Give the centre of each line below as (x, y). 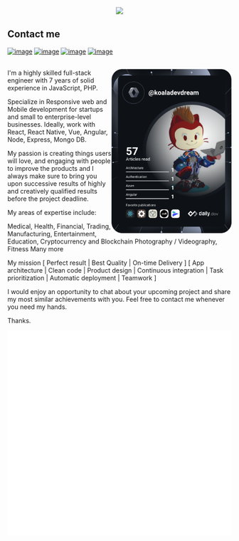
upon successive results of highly (57, 183)
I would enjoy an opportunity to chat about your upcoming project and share (119, 291)
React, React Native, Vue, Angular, (58, 132)
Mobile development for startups (55, 109)
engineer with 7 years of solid (51, 80)
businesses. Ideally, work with (52, 124)
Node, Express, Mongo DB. (47, 140)
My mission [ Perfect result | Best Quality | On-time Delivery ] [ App (106, 263)
